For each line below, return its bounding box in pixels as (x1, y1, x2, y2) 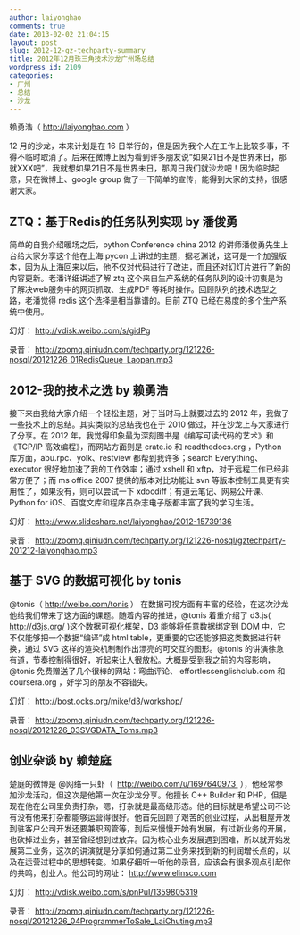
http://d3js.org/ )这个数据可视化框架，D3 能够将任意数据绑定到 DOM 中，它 (9, 621, 286, 631)
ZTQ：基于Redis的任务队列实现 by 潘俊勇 (9, 213, 238, 229)
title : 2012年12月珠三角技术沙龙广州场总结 (9, 54, 154, 63)
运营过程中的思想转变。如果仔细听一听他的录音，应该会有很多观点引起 (24, 856, 283, 867)
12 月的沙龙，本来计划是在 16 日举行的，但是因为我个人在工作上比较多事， (9, 140, 283, 152)
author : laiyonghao (9, 13, 82, 22)
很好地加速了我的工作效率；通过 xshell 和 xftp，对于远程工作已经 (43, 463, 282, 474)
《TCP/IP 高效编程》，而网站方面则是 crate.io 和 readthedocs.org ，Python (9, 441, 282, 452)
